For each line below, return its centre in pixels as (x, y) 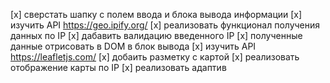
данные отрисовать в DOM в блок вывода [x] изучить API (133, 46)
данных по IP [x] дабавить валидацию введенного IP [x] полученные (156, 35)
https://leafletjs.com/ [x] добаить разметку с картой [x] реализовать (155, 57)
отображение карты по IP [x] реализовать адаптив (118, 67)
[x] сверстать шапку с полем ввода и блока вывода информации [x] (156, 14)
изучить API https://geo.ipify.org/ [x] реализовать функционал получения (165, 25)
